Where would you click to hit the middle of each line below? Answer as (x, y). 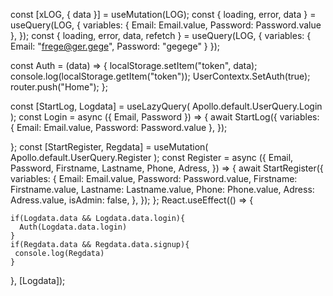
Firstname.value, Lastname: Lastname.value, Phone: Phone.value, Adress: (162, 189)
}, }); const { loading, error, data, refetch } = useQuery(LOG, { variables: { (161, 35)
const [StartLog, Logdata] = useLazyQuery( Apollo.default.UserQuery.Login (166, 106)
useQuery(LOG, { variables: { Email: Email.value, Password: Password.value (166, 25)
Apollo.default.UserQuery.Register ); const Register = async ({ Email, (152, 157)
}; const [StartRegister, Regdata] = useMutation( (109, 147)
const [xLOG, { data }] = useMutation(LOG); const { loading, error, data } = (163, 14)
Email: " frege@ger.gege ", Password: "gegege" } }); (115, 46)
